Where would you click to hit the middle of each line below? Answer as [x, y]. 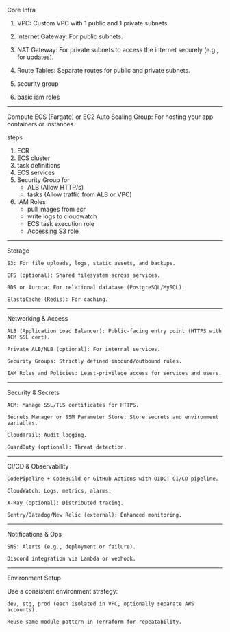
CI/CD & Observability [38, 466]
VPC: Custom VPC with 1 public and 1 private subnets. [93, 23]
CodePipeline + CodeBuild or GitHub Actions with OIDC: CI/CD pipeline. [113, 479]
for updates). [35, 57]
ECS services [36, 172]
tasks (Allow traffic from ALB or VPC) [79, 194]
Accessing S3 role [53, 231]
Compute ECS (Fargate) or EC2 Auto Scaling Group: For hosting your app [110, 117]
